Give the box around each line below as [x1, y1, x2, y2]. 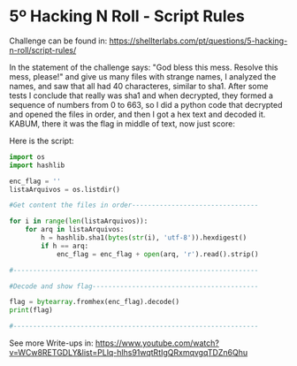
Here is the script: [9, 135, 74, 146]
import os [9, 152, 46, 161]
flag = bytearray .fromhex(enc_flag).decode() [9, 298, 179, 307]
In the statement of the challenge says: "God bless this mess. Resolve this [9, 62, 278, 72]
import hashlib [9, 161, 65, 170]
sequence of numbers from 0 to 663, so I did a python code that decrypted [9, 99, 283, 110]
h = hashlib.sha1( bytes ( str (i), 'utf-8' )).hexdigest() [41, 233, 247, 242]
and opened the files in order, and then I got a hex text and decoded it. [9, 109, 266, 119]
